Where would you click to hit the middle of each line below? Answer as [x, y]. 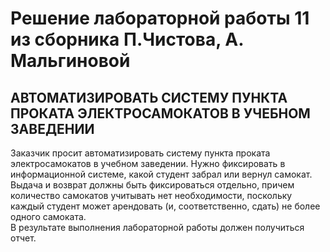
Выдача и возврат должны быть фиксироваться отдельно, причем [152, 185]
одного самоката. [48, 216]
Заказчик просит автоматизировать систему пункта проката [140, 153]
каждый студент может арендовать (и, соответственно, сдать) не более [165, 206]
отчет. [23, 238]
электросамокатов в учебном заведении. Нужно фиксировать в [148, 163]
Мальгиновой [70, 61]
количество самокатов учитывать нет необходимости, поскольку [151, 195]
